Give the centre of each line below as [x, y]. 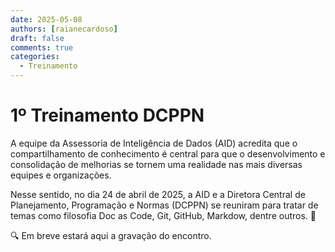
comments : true [42, 47]
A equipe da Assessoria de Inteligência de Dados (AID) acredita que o [154, 143]
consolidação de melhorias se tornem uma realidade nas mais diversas [156, 164]
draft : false [37, 38]
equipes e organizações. [61, 175]
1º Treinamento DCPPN [107, 115]
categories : [35, 57]
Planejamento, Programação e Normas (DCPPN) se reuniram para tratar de [164, 205]
